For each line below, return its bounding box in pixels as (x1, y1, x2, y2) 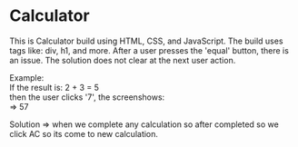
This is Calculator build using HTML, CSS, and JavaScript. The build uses (9, 35, 283, 46)
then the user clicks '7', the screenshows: (9, 92, 165, 103)
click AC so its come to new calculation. (9, 128, 159, 139)
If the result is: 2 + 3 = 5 (9, 82, 100, 93)
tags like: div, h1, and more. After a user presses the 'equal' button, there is (9, 44, 289, 55)
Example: (9, 72, 45, 83)
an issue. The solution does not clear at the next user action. (9, 54, 236, 65)
